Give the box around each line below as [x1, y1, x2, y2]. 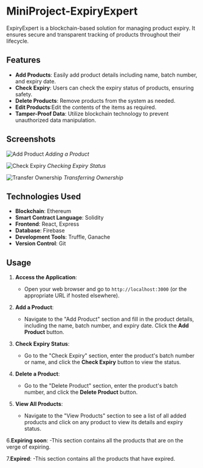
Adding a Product [45, 150, 89, 158]
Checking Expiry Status [47, 162, 106, 169]
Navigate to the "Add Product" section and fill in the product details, [24, 315, 194, 323]
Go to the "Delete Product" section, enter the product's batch [24, 382, 178, 389]
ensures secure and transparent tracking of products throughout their [6, 30, 181, 38]
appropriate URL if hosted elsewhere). [24, 292, 120, 299]
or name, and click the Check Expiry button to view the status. [24, 358, 181, 366]
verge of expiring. [6, 443, 51, 451]
